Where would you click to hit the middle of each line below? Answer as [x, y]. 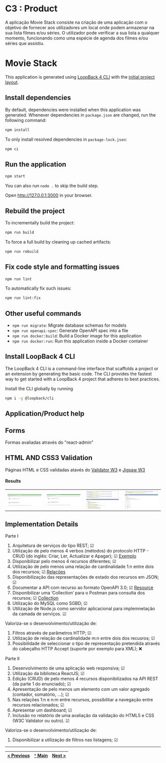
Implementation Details [42, 524]
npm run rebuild [22, 252]
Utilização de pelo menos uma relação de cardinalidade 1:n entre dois [83, 567]
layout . [12, 82]
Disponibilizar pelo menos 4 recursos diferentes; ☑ [64, 561]
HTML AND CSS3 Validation [49, 458]
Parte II [12, 659]
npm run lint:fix [23, 298]
